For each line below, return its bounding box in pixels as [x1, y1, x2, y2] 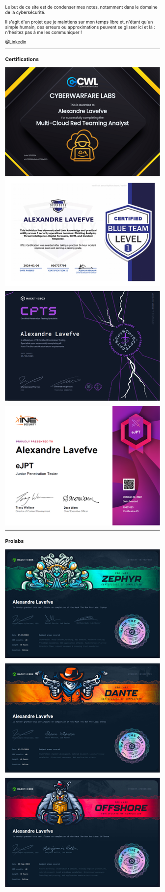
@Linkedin [5, 39, 27, 45]
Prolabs [5, 538, 24, 545]
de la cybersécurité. [5, 9, 46, 15]
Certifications [5, 56, 39, 62]
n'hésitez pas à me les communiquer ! [5, 30, 82, 35]
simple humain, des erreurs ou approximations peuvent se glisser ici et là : [5, 24, 156, 30]
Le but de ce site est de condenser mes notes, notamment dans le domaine [5, 4, 158, 10]
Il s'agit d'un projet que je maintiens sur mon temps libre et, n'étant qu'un [5, 19, 153, 25]
